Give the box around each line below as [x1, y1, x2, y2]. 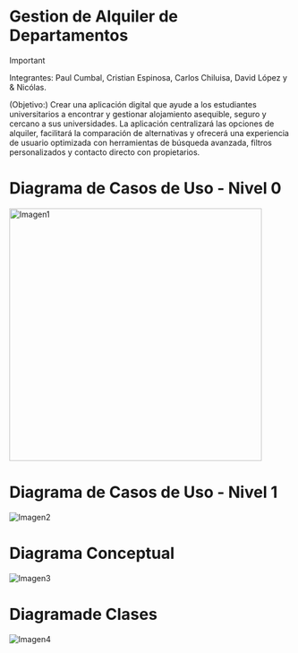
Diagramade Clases [9, 604, 158, 624]
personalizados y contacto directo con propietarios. [9, 146, 200, 158]
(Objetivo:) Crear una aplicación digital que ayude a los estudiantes [9, 99, 257, 109]
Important [9, 55, 46, 65]
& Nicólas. [9, 82, 47, 92]
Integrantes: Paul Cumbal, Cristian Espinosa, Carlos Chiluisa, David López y [9, 72, 288, 82]
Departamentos [9, 25, 129, 46]
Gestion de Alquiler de [9, 6, 179, 27]
